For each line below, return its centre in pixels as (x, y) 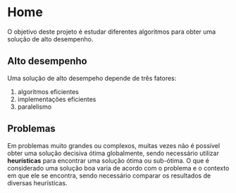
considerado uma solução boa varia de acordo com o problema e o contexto (118, 168)
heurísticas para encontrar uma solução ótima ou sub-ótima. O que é (108, 160)
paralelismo (34, 107)
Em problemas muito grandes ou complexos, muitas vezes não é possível (114, 145)
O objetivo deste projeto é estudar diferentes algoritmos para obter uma (112, 32)
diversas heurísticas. (37, 182)
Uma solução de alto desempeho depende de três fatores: (92, 78)
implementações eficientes (57, 99)
